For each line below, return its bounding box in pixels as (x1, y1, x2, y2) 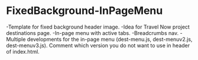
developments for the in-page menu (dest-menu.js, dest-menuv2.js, (27, 36, 193, 43)
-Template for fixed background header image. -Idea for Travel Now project (6, 23, 190, 30)
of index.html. (6, 48, 40, 55)
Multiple (6, 36, 26, 43)
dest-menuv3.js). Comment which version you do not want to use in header (6, 42, 190, 49)
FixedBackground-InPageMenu (6, 4, 163, 17)
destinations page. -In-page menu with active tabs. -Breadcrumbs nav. (6, 29, 179, 36)
